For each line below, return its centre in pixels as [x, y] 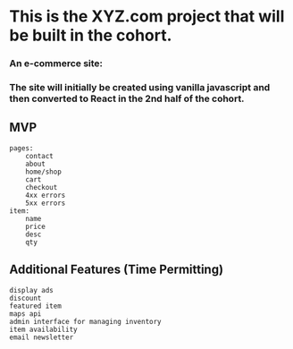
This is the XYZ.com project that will [147, 17]
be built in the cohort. [91, 35]
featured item [36, 306]
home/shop [44, 172]
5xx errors [46, 203]
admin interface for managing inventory [86, 321]
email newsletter [42, 337]
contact [39, 156]
